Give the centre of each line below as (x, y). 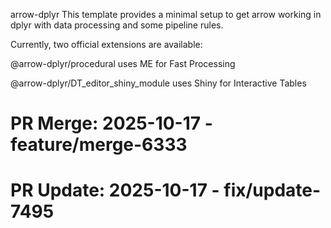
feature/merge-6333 (99, 145)
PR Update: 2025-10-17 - (115, 190)
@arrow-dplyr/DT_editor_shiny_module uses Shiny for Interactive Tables (158, 83)
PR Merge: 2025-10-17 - (111, 123)
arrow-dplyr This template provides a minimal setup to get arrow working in (166, 14)
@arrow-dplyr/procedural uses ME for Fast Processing (123, 63)
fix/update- (272, 190)
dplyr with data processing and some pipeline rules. (117, 25)
